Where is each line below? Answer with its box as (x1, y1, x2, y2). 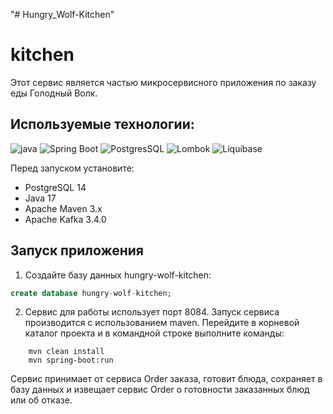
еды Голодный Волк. (10, 87, 98, 99)
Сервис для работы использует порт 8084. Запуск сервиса (24, 306, 280, 318)
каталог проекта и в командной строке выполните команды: (24, 327, 285, 339)
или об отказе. (10, 394, 73, 406)
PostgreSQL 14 (24, 181, 87, 193)
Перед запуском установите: (10, 162, 135, 174)
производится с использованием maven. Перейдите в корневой (24, 317, 300, 329)
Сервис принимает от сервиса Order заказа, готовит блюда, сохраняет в (10, 373, 323, 385)
